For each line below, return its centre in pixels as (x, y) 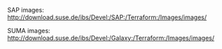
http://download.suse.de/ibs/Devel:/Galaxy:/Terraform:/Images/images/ (111, 38)
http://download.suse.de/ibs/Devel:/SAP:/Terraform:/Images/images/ (107, 17)
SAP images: (26, 10)
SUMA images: (29, 31)
